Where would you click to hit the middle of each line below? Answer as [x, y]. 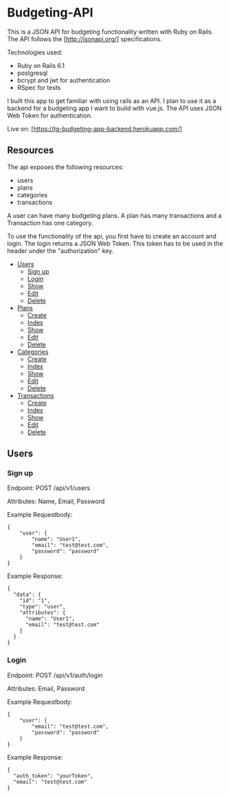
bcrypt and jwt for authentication [64, 80]
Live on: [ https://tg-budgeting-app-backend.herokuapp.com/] [95, 129]
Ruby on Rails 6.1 [41, 65]
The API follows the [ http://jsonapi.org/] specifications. [85, 38]
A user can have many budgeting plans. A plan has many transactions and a [114, 215]
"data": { [27, 595]
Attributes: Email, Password [46, 688]
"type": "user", [43, 607]
